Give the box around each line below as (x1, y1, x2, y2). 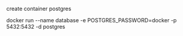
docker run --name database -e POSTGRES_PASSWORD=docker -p (6, 17, 177, 23)
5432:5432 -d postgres (6, 23, 65, 30)
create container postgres (6, 5, 71, 12)
